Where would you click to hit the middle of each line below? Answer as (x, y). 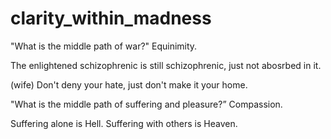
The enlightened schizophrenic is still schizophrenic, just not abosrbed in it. (166, 65)
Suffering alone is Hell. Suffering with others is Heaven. (124, 123)
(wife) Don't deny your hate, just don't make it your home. (129, 84)
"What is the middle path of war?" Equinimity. (104, 46)
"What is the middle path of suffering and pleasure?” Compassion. (146, 104)
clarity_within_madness (111, 18)
